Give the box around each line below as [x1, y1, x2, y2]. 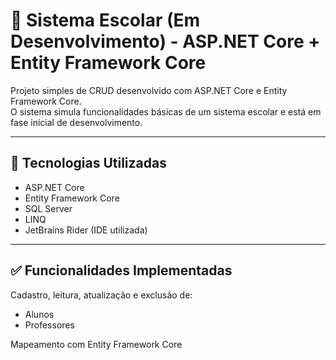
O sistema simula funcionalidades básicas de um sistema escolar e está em [10, 105, 322, 118]
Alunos [24, 308, 55, 320]
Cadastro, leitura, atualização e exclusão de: [10, 289, 193, 301]
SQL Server [24, 202, 73, 214]
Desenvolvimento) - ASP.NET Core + [10, 30, 321, 53]
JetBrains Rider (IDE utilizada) [24, 224, 148, 236]
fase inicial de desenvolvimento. [10, 116, 143, 128]
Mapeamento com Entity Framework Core [10, 338, 183, 350]
